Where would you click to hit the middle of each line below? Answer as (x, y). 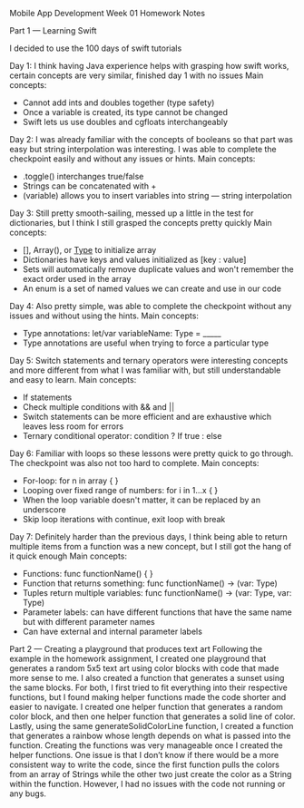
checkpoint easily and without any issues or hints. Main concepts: (132, 159)
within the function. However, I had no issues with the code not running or (147, 784)
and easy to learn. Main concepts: (73, 380)
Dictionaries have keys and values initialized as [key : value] (134, 259)
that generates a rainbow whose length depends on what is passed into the (150, 735)
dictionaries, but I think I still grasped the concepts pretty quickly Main (141, 223)
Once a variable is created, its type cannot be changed (125, 112)
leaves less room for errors (73, 426)
